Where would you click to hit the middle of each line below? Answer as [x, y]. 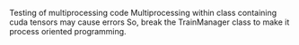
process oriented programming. [68, 31]
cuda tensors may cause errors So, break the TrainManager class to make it [149, 22]
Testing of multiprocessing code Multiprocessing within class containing [143, 13]
